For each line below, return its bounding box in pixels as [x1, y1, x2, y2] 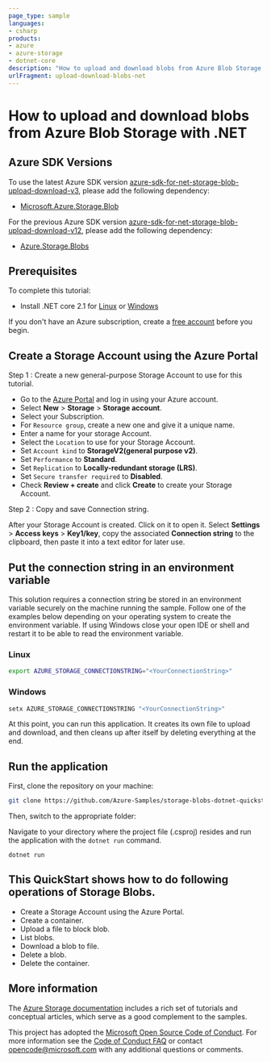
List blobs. [19, 932, 55, 942]
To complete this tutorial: [8, 285, 91, 295]
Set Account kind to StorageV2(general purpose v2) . [19, 446, 198, 456]
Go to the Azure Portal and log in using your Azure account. [19, 394, 219, 404]
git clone [8, 797, 42, 805]
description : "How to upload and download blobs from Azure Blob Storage [8, 65, 262, 73]
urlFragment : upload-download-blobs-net [8, 72, 147, 80]
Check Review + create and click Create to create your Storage [19, 481, 232, 490]
